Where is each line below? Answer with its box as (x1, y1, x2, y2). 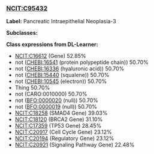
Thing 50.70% (14, 84, 50, 91)
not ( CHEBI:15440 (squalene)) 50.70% (14, 72, 110, 79)
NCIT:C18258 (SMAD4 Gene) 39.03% (14, 109, 108, 117)
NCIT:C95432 (6, 4, 48, 13)
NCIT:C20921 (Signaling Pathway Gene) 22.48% (14, 141, 135, 149)
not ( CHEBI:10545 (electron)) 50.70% (14, 78, 107, 85)
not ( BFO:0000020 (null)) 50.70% (14, 97, 99, 104)
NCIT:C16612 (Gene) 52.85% (14, 53, 86, 60)
